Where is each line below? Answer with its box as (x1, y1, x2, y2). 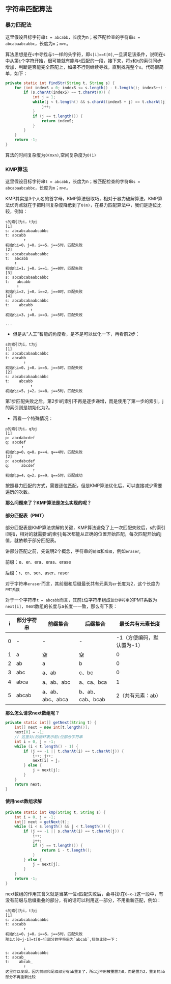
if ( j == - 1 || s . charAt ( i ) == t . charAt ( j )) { (23, 829, 124, 834)
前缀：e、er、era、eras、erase (5, 559, 71, 565)
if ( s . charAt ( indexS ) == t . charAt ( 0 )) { (23, 90, 110, 95)
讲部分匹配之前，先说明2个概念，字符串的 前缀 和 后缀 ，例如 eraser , (5, 548, 141, 554)
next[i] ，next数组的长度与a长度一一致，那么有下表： (5, 603, 118, 609)
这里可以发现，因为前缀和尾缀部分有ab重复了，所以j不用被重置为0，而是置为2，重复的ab (5, 969, 165, 974)
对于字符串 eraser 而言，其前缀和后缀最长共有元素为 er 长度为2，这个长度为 (5, 580, 160, 587)
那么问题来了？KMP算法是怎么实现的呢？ (5, 500, 92, 506)
